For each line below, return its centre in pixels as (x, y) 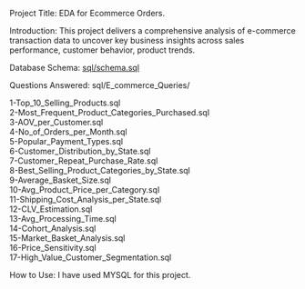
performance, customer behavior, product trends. (102, 50)
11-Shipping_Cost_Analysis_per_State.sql (86, 199)
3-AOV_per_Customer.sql (56, 122)
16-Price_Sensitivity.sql (53, 248)
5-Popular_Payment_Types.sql (66, 141)
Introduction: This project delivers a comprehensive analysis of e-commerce (152, 30)
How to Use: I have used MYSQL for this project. (100, 275)
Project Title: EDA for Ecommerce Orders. (87, 13)
